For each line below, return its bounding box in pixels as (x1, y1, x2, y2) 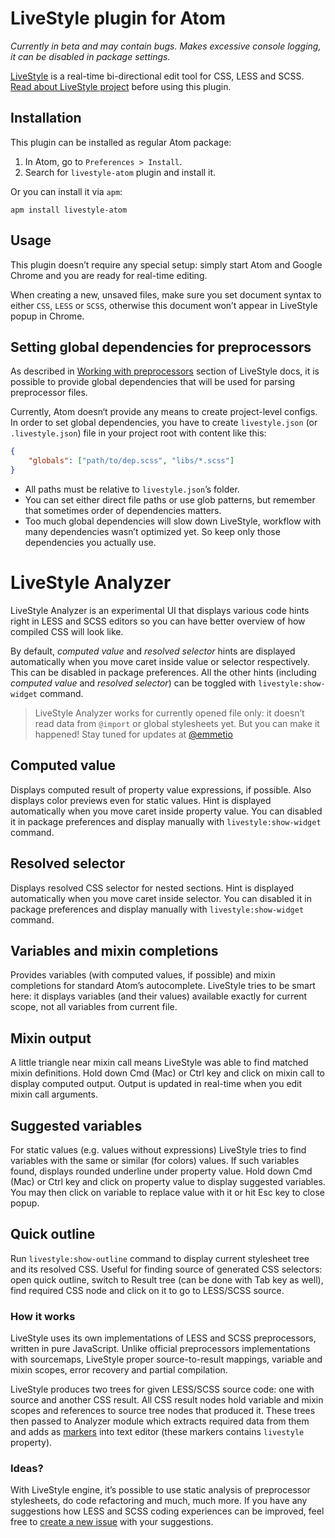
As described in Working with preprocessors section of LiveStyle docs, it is (10, 365, 320, 377)
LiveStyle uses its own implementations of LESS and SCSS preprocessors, (10, 1332, 317, 1344)
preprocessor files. (10, 387, 88, 399)
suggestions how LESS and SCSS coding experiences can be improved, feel (10, 1505, 325, 1517)
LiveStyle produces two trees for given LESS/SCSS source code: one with (10, 1383, 315, 1396)
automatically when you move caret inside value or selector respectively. (10, 655, 310, 667)
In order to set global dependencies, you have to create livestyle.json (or (10, 417, 318, 429)
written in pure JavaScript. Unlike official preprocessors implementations (10, 1343, 311, 1355)
